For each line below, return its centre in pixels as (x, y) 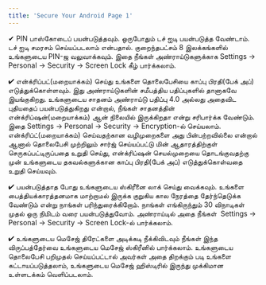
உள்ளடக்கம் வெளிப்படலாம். (51, 274)
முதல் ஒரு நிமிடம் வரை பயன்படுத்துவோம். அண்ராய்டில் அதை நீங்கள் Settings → (132, 213)
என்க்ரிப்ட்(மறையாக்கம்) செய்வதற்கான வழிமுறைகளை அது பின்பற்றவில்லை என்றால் (133, 135)
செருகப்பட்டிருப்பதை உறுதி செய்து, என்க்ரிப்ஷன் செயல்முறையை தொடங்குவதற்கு (129, 153)
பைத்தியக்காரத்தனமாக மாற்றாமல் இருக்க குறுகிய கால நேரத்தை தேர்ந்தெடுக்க (125, 195)
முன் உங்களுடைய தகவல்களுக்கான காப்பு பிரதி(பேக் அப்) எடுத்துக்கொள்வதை (125, 162)
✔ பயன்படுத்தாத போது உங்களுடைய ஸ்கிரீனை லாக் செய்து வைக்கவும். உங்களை (126, 186)
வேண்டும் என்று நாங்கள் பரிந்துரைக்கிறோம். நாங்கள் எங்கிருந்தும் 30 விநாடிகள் (126, 205)
